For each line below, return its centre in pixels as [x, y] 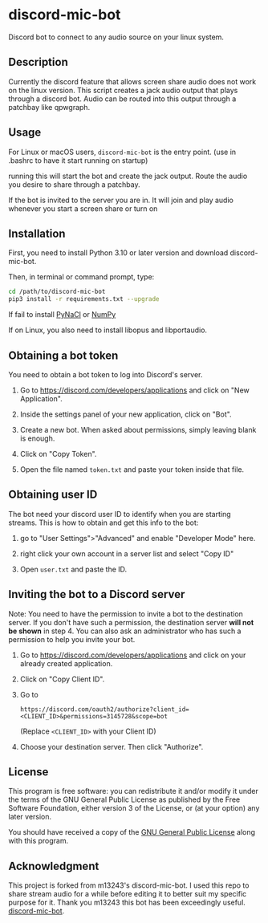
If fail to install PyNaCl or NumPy [62, 315]
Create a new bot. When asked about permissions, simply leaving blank [138, 429]
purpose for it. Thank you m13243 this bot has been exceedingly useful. [127, 903]
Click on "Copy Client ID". [62, 679]
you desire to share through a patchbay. [74, 184]
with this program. [39, 841]
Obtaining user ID [53, 495]
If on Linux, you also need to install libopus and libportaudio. [108, 330]
